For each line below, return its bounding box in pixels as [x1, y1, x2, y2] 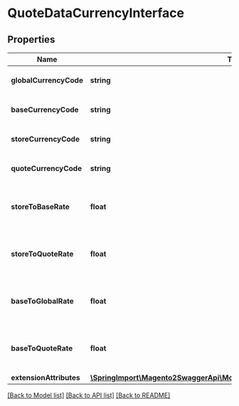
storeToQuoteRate [11, 249, 74, 259]
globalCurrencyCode [11, 76, 84, 85]
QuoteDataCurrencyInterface [7, 5, 185, 21]
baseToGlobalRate [11, 296, 74, 306]
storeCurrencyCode [11, 134, 80, 144]
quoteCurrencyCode [11, 164, 83, 173]
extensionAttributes [11, 373, 80, 382]
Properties [7, 33, 55, 46]
